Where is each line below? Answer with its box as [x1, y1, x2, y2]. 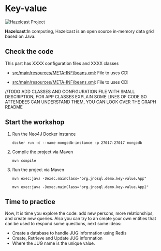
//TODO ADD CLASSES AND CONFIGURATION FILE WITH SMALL [5, 88, 135, 94]
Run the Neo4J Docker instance [12, 131, 76, 137]
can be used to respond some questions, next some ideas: [5, 221, 122, 227]
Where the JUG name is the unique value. [12, 240, 95, 246]
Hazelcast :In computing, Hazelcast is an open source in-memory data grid [5, 28, 154, 34]
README [5, 104, 23, 110]
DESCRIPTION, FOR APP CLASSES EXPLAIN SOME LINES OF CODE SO [5, 94, 147, 99]
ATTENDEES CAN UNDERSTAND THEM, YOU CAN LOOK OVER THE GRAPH [5, 99, 156, 105]
